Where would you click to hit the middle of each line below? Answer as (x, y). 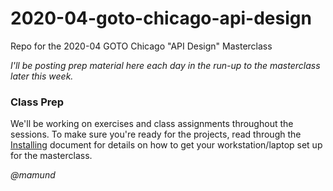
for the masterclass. (51, 156)
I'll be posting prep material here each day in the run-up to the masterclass (165, 65)
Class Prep (37, 102)
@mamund (33, 175)
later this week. (42, 76)
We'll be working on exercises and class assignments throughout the (152, 124)
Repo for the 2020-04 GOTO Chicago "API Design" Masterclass (141, 46)
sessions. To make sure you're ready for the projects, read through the (156, 134)
